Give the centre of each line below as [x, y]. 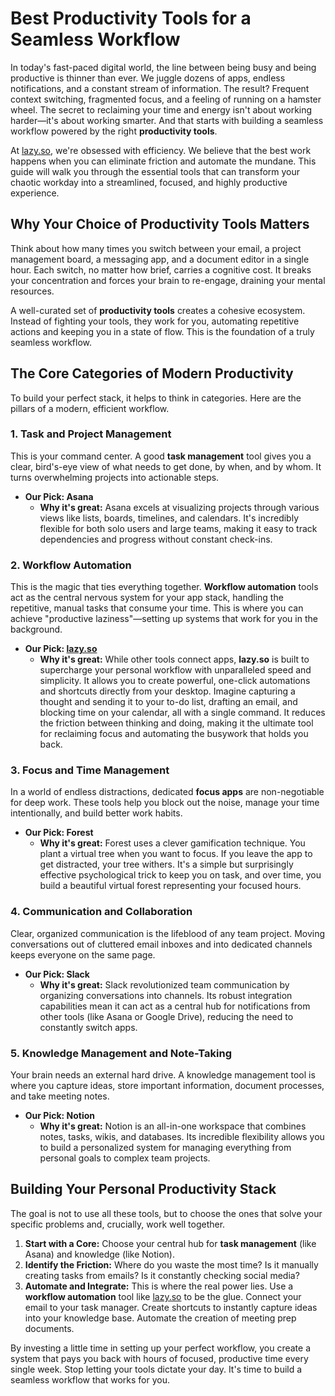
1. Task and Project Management [91, 434]
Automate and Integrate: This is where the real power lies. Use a [159, 1286]
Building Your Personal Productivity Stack [143, 1189]
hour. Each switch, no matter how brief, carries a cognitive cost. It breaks [161, 269]
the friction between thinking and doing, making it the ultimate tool [176, 723]
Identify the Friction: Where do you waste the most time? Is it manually [171, 1264]
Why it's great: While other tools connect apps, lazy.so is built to [174, 659]
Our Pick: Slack [57, 974]
